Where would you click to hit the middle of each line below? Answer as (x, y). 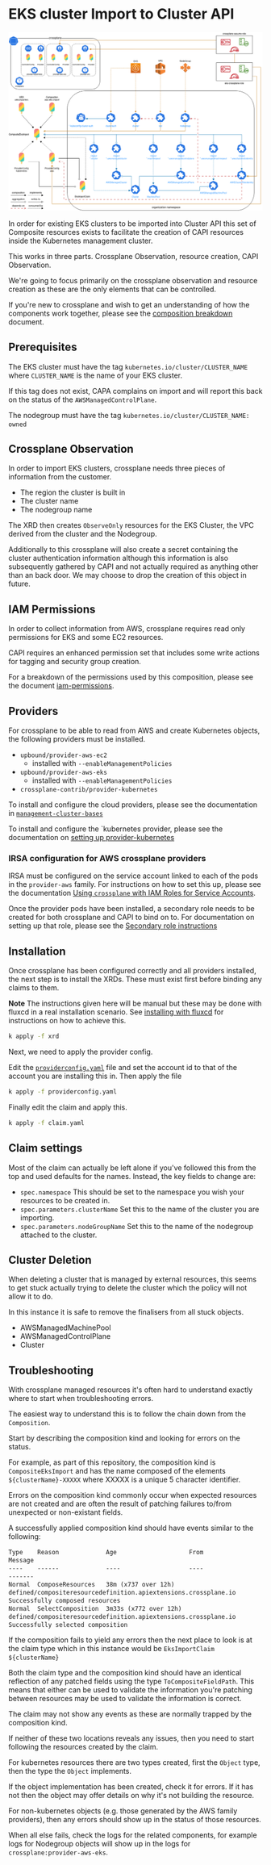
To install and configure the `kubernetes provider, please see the (116, 829)
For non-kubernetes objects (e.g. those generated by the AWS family (123, 1811)
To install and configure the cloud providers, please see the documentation (133, 805)
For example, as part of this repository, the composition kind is (112, 1462)
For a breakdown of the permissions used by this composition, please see (131, 677)
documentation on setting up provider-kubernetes (92, 838)
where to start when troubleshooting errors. (81, 1399)
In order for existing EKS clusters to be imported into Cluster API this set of (132, 224)
